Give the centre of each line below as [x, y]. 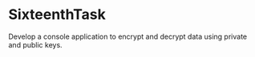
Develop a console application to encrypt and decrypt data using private [127, 36]
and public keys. [35, 44]
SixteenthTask [57, 15]
